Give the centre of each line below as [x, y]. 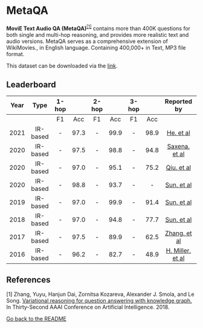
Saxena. [179, 147]
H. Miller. [179, 251]
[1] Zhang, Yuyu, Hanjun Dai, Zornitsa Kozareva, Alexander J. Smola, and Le [100, 294]
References [28, 279]
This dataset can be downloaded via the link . [62, 66]
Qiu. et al [179, 168]
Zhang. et [179, 233]
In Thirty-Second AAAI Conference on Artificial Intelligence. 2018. [88, 307]
